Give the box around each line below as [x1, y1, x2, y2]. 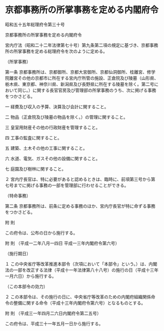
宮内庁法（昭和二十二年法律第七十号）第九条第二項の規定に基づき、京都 [5, 42, 150, 48]
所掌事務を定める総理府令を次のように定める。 [13, 48, 108, 54]
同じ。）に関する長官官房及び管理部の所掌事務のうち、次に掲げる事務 [18, 87, 157, 93]
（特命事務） [5, 193, 31, 198]
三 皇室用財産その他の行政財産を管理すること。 [5, 124, 100, 130]
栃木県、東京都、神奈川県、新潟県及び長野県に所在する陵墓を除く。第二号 [5, 81, 154, 87]
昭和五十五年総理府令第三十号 [5, 21, 65, 27]
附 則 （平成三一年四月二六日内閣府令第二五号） [5, 310, 101, 316]
